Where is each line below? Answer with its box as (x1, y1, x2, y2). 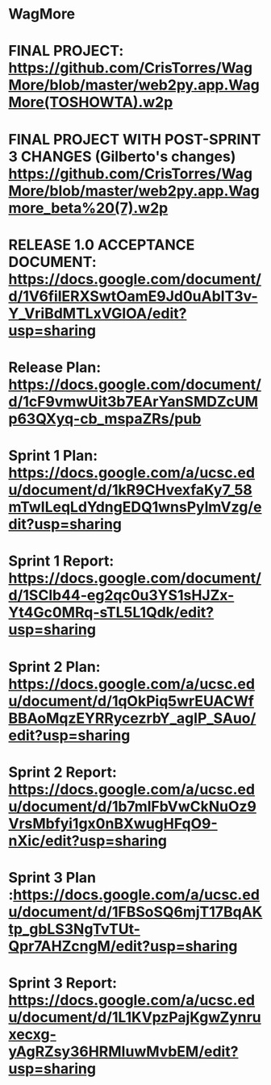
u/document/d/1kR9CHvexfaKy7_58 (8, 481, 252, 499)
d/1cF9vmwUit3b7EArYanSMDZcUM (8, 392, 259, 411)
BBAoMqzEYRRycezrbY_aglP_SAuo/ (8, 709, 256, 727)
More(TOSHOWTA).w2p (8, 94, 173, 111)
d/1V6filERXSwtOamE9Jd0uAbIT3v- (8, 287, 258, 305)
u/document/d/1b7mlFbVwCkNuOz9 (8, 797, 256, 816)
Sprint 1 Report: (8, 552, 115, 570)
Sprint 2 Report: (8, 763, 117, 781)
